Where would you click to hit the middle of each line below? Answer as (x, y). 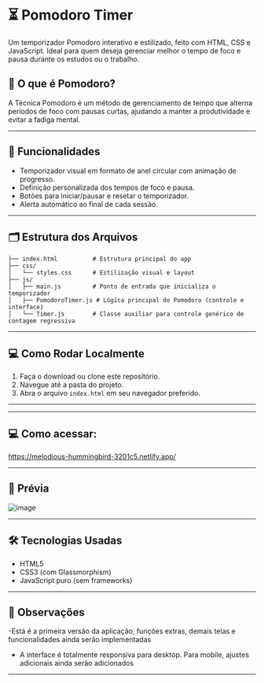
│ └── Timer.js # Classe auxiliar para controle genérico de (126, 314)
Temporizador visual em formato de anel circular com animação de (128, 171)
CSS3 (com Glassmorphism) (65, 572)
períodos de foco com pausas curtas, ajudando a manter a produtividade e (129, 111)
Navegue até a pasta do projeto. (71, 385)
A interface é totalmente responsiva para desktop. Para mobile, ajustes (134, 655)
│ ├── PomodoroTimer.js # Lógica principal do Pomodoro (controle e (126, 301)
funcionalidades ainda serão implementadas (80, 640)
